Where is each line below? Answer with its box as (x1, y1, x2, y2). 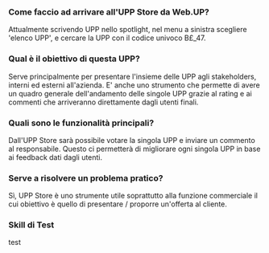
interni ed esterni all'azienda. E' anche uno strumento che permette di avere (8, 80, 260, 90)
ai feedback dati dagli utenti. (8, 152, 103, 162)
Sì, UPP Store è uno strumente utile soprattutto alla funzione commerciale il (8, 191, 259, 201)
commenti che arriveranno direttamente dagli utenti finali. (8, 97, 199, 107)
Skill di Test (8, 219, 55, 231)
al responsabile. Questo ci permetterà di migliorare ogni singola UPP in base (8, 144, 261, 153)
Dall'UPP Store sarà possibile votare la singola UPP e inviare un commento (8, 135, 255, 145)
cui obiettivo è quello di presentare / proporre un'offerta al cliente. (8, 199, 228, 209)
